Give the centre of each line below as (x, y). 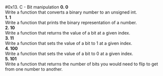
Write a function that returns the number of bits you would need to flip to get (81, 64)
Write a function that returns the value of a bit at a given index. (68, 33)
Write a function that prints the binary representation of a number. (71, 22)
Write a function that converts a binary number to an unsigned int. (71, 12)
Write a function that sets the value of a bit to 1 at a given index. (69, 43)
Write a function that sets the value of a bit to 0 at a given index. (69, 54)
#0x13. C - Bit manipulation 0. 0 (37, 7)
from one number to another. (34, 69)
